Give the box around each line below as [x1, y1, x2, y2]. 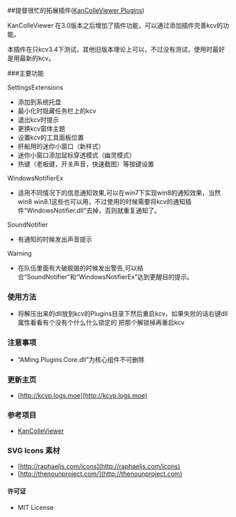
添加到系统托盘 [17, 98, 61, 106]
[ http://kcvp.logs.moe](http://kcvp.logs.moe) [17, 391, 148, 399]
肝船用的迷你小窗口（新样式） [17, 142, 105, 150]
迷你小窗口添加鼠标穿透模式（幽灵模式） [17, 151, 136, 159]
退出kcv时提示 [17, 115, 59, 124]
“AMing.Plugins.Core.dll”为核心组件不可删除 [17, 355, 145, 363]
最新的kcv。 [19, 54, 55, 62]
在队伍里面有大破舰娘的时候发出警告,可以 [17, 264, 138, 272]
